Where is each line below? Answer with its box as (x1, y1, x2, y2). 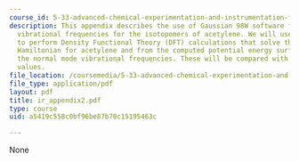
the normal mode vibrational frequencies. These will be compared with (17, 54, 289, 63)
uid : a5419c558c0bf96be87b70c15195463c (9, 112, 158, 121)
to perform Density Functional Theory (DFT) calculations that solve (17, 37, 280, 47)
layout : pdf (9, 87, 53, 96)
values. (17, 63, 46, 72)
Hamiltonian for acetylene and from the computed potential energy (17, 46, 273, 55)
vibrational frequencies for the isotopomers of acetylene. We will (17, 29, 277, 38)
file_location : (9, 71, 66, 80)
